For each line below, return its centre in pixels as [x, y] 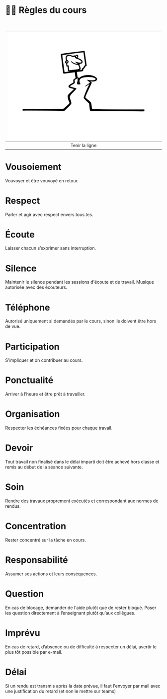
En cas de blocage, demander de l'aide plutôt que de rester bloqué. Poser [81, 608]
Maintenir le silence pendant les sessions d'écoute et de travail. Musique [80, 282]
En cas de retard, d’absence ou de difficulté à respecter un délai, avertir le [81, 647]
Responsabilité [37, 560]
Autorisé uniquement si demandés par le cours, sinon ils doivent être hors [81, 321]
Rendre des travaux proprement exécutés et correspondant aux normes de [82, 501]
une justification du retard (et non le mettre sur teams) [60, 691]
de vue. [13, 326]
